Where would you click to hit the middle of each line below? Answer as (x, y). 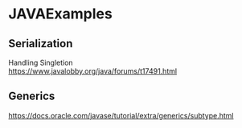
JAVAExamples (60, 14)
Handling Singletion (41, 62)
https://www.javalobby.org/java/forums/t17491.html (93, 71)
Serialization (41, 44)
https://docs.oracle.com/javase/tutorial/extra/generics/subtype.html (121, 115)
